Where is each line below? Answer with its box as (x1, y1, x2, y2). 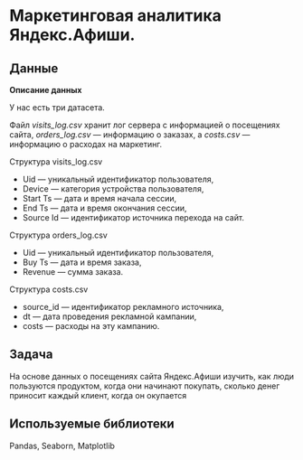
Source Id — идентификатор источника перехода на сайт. (22, 212, 245, 222)
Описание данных (9, 85, 82, 95)
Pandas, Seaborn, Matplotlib (9, 440, 116, 451)
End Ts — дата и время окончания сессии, (22, 202, 187, 213)
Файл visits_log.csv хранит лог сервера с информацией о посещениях (9, 119, 280, 130)
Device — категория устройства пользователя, (22, 183, 204, 194)
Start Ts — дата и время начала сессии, (22, 193, 177, 203)
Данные (9, 61, 59, 76)
